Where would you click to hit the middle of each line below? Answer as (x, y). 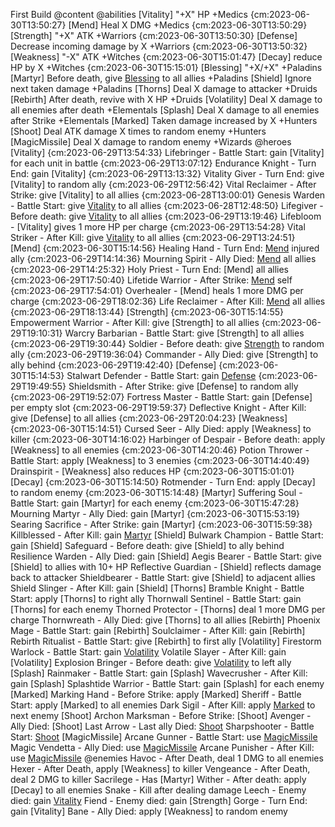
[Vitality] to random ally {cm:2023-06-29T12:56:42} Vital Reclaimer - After (163, 184)
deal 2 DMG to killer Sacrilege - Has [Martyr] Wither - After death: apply (158, 779)
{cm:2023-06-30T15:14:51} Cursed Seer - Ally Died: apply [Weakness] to (161, 428)
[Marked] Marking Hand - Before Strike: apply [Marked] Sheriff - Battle (156, 694)
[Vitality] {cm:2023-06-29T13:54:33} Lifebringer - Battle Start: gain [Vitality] (167, 152)
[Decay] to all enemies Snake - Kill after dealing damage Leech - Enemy (158, 790)
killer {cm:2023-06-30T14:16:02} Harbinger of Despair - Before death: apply (168, 439)
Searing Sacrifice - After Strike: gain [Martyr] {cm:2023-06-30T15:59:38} (161, 524)
